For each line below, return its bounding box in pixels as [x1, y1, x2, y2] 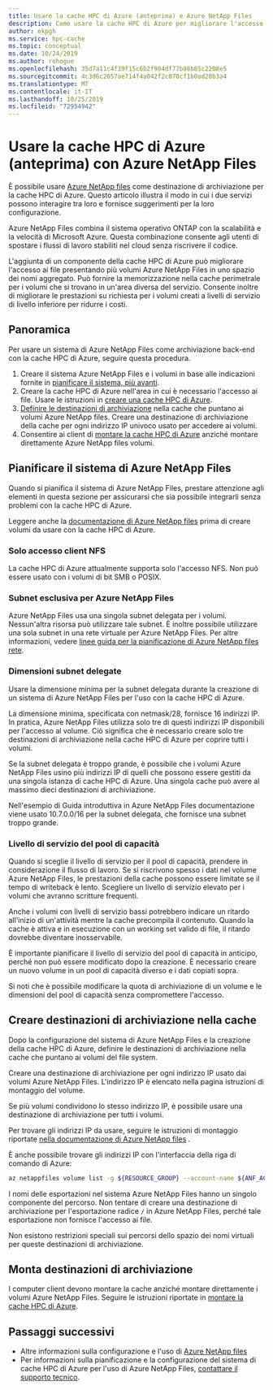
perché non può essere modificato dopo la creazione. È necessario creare [8, 956, 257, 967]
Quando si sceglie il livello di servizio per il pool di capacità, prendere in [8, 856, 249, 866]
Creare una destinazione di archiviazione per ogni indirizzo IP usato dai [8, 1067, 246, 1077]
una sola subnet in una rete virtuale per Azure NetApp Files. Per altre [8, 628, 238, 638]
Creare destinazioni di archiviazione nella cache [8, 1013, 258, 1028]
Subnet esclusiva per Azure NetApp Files [8, 592, 175, 604]
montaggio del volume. [8, 1085, 85, 1095]
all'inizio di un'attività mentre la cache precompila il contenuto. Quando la [8, 915, 254, 925]
